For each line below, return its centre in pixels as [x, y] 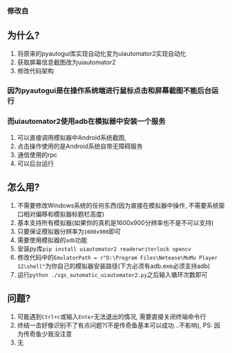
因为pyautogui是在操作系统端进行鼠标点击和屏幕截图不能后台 [109, 90]
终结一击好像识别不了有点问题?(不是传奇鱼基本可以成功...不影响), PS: [115, 325]
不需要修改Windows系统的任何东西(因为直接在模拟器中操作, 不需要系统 [118, 205]
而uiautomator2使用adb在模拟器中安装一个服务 [86, 121]
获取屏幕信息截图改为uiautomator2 [66, 62]
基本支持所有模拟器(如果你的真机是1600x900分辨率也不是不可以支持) [115, 222]
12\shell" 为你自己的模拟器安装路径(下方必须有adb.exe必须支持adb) [114, 266]
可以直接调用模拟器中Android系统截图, [71, 137]
